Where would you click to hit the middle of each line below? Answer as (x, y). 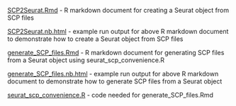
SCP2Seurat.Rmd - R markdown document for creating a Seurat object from (118, 10)
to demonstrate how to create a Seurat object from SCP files (95, 39)
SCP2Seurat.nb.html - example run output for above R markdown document (118, 31)
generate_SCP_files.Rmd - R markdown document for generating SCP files (116, 53)
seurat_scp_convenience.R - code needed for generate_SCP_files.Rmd (111, 95)
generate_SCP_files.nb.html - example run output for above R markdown (113, 74)
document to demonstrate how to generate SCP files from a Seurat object (115, 81)
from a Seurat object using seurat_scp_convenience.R (86, 60)
